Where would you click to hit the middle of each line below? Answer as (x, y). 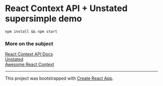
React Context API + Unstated (66, 8)
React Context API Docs (29, 54)
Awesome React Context (30, 64)
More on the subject (29, 43)
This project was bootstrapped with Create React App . (59, 78)
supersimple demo (44, 19)
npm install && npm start (31, 31)
